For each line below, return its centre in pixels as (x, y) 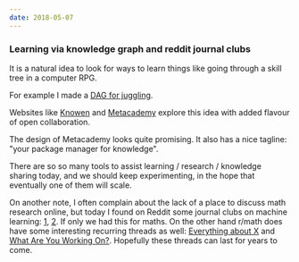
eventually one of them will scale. (71, 185)
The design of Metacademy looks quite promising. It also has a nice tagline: (148, 139)
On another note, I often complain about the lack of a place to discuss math (148, 202)
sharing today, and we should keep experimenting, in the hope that (132, 175)
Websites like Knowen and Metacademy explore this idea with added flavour (149, 112)
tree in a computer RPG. (54, 78)
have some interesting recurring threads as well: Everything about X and (142, 231)
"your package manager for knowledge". (84, 148)
